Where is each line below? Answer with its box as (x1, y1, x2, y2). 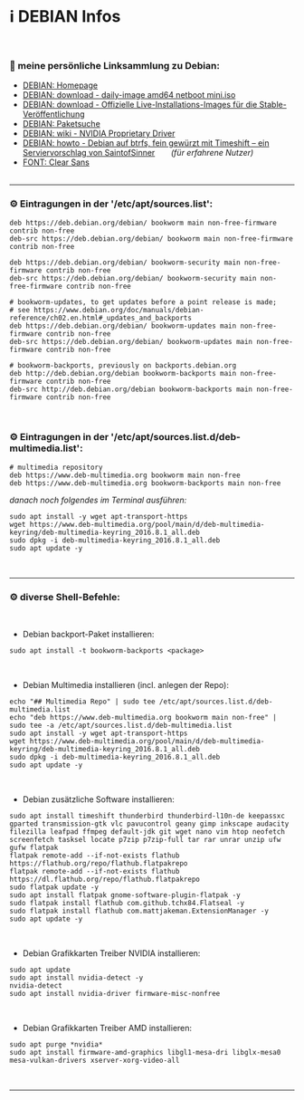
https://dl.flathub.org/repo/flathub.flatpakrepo (9, 875, 201, 885)
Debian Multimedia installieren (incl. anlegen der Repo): (22, 680, 229, 691)
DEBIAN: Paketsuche (22, 119, 101, 129)
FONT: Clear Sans (22, 157, 90, 167)
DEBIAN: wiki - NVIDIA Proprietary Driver (22, 128, 176, 139)
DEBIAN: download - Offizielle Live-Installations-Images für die (22, 100, 258, 110)
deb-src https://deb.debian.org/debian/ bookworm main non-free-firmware (9, 234, 294, 244)
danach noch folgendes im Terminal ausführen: (9, 494, 187, 505)
